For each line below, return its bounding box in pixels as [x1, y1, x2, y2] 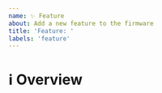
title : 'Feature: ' [8, 27, 75, 35]
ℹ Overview [8, 70, 83, 89]
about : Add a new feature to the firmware [8, 19, 154, 27]
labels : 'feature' [8, 34, 70, 43]
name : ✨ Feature [8, 11, 65, 20]
